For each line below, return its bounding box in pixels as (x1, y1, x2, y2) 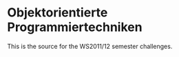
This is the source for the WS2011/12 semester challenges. (7, 42, 173, 50)
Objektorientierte (7, 5, 108, 21)
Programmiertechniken (7, 19, 143, 35)
